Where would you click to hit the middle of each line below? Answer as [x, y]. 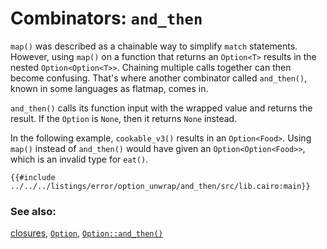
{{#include [33, 177]
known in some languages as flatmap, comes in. [109, 88]
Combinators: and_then [106, 18]
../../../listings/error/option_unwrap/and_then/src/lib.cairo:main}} [160, 186]
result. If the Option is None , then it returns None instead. [124, 118]
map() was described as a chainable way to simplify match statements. [154, 46]
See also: [33, 211]
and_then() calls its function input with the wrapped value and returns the [161, 108]
